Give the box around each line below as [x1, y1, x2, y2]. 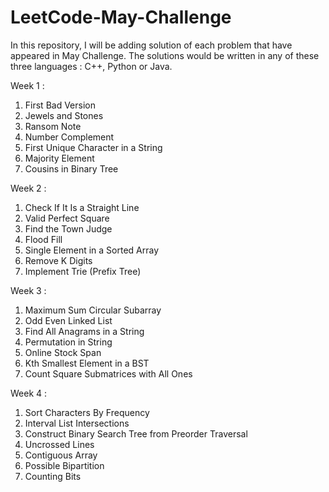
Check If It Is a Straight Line [24, 201, 140, 213]
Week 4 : [10, 387, 48, 399]
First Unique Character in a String [24, 141, 163, 153]
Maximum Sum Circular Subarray [24, 304, 162, 316]
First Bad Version [24, 99, 96, 111]
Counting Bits [24, 470, 82, 482]
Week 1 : [10, 79, 45, 91]
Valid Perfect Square [24, 212, 110, 224]
